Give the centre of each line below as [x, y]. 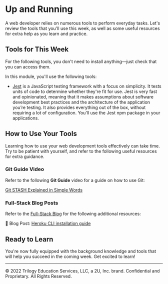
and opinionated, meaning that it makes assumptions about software [83, 96]
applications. [25, 118]
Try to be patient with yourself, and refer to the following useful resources [81, 151]
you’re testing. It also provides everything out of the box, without [79, 107]
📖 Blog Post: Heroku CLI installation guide [48, 223]
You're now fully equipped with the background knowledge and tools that [81, 251]
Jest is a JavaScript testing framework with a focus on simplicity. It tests [87, 86]
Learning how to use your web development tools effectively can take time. [82, 145]
